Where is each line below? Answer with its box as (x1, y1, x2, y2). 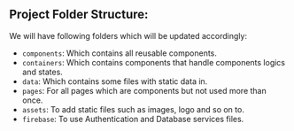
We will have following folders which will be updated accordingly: (9, 30, 248, 41)
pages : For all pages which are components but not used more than (21, 85, 267, 96)
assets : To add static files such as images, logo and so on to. (21, 104, 245, 114)
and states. (21, 66, 64, 77)
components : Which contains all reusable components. (21, 48, 217, 58)
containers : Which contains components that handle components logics (21, 57, 286, 67)
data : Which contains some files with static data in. (21, 75, 208, 87)
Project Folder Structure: (9, 7, 149, 22)
